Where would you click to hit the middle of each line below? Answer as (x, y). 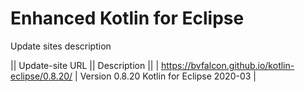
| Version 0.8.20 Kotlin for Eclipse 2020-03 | (165, 76)
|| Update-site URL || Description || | (85, 65)
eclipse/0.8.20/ (41, 76)
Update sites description (61, 46)
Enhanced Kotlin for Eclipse (127, 18)
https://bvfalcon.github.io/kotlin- (228, 65)
